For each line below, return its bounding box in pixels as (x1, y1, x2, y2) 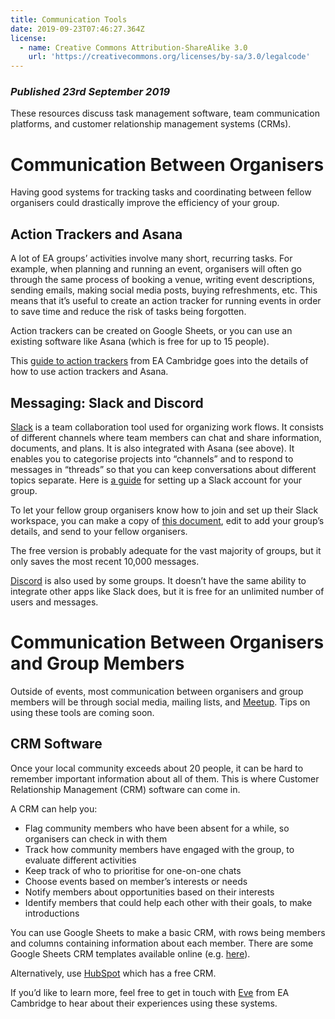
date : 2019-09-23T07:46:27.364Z (10, 24, 145, 34)
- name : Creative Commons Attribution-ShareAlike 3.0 (19, 42, 248, 53)
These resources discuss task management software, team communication (10, 107, 320, 120)
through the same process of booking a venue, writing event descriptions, (10, 274, 315, 286)
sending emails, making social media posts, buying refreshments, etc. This (10, 284, 318, 296)
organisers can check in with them (24, 832, 168, 845)
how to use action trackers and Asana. (10, 366, 169, 378)
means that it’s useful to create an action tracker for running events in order (10, 295, 322, 307)
